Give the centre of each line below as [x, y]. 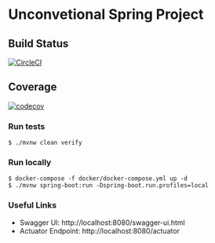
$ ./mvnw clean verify [45, 143]
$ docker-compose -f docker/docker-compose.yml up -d [98, 179]
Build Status [38, 44]
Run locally [30, 163]
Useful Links [33, 205]
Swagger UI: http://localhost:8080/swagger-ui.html [102, 223]
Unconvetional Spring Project [106, 15]
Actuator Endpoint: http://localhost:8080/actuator [100, 230]
